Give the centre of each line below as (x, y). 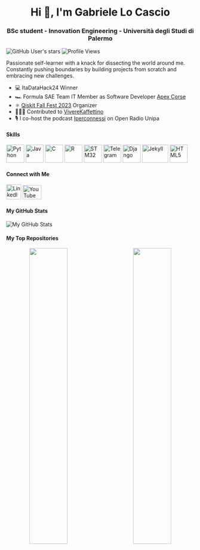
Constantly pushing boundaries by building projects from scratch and (92, 69)
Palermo (100, 38)
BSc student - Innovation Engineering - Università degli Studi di (100, 31)
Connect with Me (28, 174)
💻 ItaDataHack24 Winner (46, 88)
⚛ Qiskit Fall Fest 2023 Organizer (56, 105)
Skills (13, 135)
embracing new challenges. (40, 76)
